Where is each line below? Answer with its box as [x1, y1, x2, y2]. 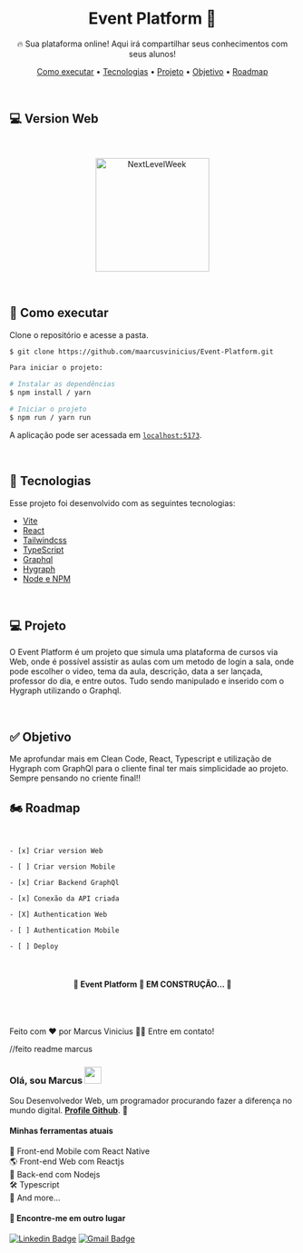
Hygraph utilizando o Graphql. [9, 685, 122, 696]
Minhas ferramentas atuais [9, 1126, 113, 1137]
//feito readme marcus [9, 1044, 93, 1055]
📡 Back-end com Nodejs [9, 1168, 101, 1179]
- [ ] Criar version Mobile [9, 862, 116, 871]
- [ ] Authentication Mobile [9, 926, 120, 935]
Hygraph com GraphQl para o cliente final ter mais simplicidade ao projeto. [9, 763, 288, 774]
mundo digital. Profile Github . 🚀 [9, 1104, 129, 1116]
